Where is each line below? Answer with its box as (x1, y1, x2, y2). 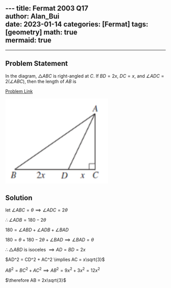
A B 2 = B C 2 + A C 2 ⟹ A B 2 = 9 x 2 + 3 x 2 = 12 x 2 (5, 267, 100, 274)
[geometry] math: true (5, 28, 78, 37)
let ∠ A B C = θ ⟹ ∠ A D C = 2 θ (5, 207, 68, 213)
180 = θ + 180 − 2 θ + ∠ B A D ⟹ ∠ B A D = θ (5, 237, 94, 243)
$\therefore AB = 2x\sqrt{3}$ (5, 277, 67, 283)
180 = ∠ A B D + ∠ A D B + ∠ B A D (5, 227, 69, 233)
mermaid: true (5, 36, 52, 45)
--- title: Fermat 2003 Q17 (5, 4, 89, 13)
